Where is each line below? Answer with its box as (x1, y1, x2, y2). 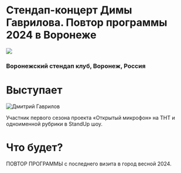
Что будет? (6, 141, 63, 154)
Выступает (6, 84, 63, 97)
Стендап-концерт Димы (6, 4, 132, 17)
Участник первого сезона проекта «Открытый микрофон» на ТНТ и (6, 114, 176, 121)
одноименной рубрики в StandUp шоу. (6, 120, 103, 127)
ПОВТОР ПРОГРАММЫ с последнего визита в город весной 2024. (6, 160, 172, 167)
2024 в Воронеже (6, 29, 97, 41)
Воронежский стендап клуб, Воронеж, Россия (6, 62, 146, 70)
